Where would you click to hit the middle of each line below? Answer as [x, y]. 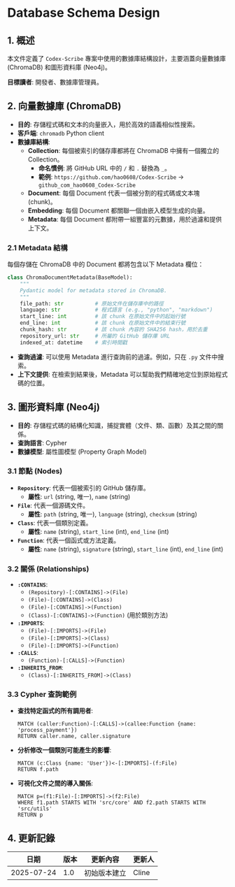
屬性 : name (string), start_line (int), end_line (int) [98, 531]
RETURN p [30, 815]
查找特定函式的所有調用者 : [55, 711]
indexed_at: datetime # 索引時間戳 [74, 342]
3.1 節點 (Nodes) [35, 471]
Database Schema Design [84, 13]
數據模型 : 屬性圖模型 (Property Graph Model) [82, 452]
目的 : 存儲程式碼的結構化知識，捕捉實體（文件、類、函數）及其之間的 [117, 425]
